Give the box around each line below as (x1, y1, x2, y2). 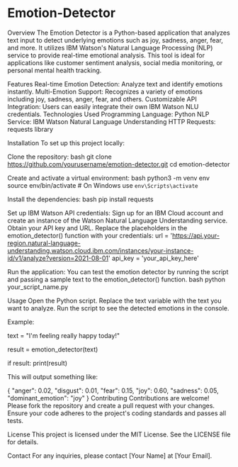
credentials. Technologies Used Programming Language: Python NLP (7, 110, 210, 118)
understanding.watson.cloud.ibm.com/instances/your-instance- (7, 246, 194, 254)
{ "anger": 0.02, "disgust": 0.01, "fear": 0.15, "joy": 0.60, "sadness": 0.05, (7, 386, 219, 395)
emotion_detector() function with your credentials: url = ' (7, 231, 173, 240)
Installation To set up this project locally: (7, 138, 125, 147)
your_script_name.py (7, 282, 69, 291)
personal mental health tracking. (7, 66, 102, 74)
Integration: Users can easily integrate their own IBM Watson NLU (7, 102, 199, 111)
